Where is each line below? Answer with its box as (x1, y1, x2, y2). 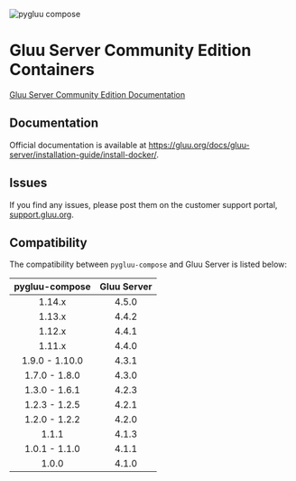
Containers (9, 60, 95, 80)
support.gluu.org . (9, 209, 74, 220)
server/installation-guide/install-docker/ (9, 149, 157, 160)
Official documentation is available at (9, 139, 147, 150)
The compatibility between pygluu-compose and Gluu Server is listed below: (9, 259, 287, 270)
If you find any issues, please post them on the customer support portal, (9, 199, 278, 210)
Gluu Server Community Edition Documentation (9, 89, 186, 99)
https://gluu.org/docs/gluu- (148, 139, 250, 150)
